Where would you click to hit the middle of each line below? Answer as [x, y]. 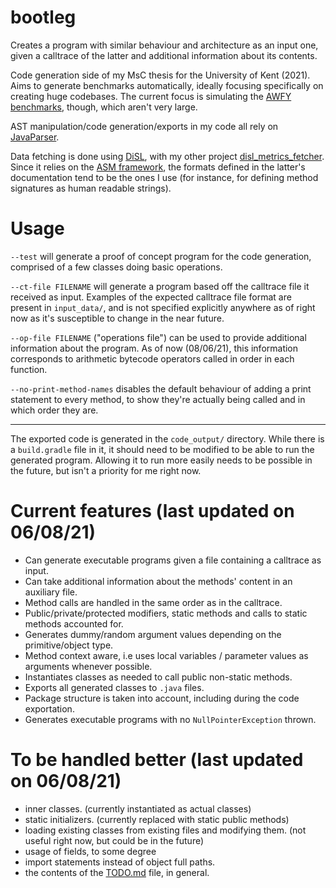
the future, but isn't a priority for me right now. [106, 470]
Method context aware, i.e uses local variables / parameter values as [166, 655]
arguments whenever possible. [88, 666]
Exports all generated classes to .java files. [114, 687]
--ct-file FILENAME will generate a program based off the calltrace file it [160, 286]
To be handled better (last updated [157, 760]
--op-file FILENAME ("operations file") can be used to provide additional [158, 337]
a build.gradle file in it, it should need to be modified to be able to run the [162, 449]
